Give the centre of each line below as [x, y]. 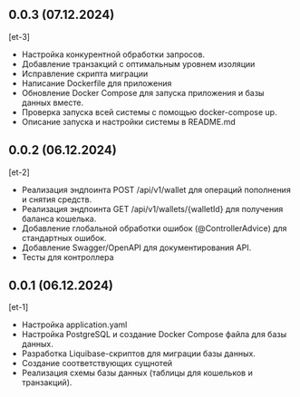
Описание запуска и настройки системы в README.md [129, 121]
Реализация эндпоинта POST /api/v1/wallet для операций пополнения [156, 189]
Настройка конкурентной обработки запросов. [113, 54]
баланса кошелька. [59, 218]
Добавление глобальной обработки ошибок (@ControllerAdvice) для [154, 228]
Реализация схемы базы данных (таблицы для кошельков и [137, 373]
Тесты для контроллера [68, 257]
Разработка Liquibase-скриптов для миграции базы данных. [138, 353]
